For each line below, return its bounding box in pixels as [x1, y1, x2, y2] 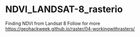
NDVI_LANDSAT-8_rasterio [5, 4, 123, 15]
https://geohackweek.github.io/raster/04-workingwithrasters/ [5, 25, 135, 31]
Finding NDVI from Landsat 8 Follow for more [5, 20, 101, 26]
